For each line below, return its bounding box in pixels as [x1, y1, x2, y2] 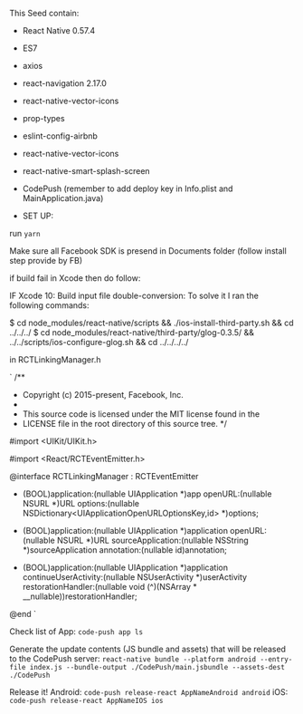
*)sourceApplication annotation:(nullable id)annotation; [22, 545, 228, 555]
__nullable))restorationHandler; [22, 591, 137, 602]
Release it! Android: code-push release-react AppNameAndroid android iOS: [9, 687, 289, 697]
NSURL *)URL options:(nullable [22, 498, 140, 508]
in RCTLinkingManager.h [9, 354, 101, 365]
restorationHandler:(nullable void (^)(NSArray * [22, 582, 197, 592]
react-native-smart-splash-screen [22, 166, 151, 176]
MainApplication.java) [22, 193, 104, 203]
